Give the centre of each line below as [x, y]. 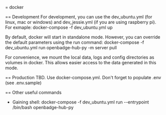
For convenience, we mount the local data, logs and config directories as [80, 57]
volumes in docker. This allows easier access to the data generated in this [81, 62]
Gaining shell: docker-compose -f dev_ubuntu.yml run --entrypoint [81, 102]
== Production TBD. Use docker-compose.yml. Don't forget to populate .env [83, 77]
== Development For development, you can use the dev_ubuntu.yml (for [79, 17]
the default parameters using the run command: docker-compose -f [75, 42]
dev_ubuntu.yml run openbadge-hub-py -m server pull [61, 48]
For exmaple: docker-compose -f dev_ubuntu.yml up [59, 27]
